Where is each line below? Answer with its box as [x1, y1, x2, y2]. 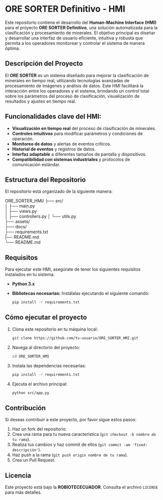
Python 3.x [12, 281, 35, 287]
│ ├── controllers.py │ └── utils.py [5, 213, 77, 220]
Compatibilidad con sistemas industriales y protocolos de [12, 156, 130, 162]
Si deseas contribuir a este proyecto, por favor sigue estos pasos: [5, 417, 137, 423]
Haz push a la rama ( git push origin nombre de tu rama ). [12, 452, 128, 458]
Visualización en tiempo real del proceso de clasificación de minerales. [12, 125, 157, 131]
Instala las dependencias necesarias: [12, 363, 86, 369]
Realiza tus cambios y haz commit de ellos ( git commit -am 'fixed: [12, 442, 148, 447]
